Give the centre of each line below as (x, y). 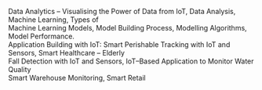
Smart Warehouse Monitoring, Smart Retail (77, 78)
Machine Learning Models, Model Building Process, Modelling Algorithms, (127, 28)
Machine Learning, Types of (54, 20)
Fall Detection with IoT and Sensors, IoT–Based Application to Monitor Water (131, 61)
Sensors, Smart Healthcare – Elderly (67, 53)
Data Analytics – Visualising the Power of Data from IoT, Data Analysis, (122, 11)
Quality (20, 69)
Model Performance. (41, 36)
